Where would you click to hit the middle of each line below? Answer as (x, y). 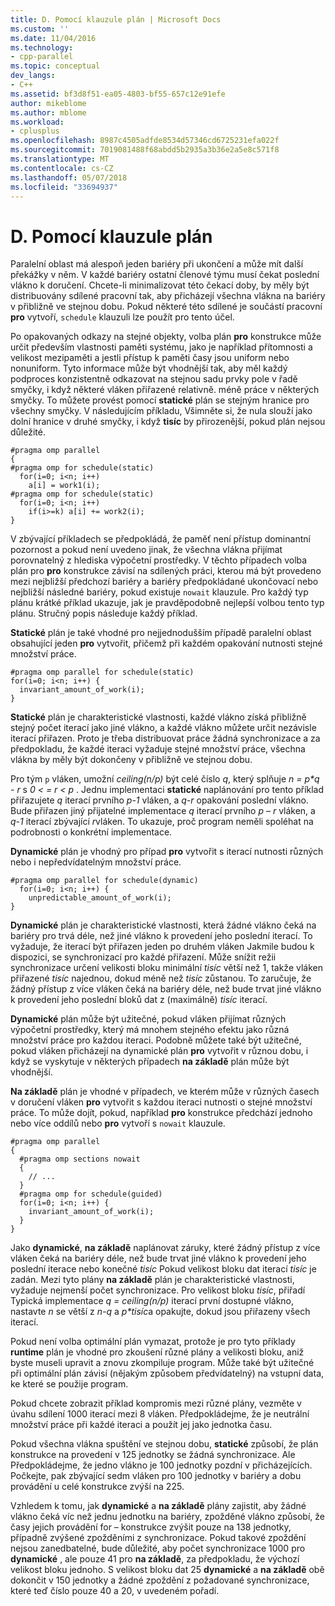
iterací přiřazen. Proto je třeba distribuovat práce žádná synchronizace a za (165, 738)
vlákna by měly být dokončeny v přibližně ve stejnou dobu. (131, 760)
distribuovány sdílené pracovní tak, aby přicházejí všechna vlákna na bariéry (168, 296)
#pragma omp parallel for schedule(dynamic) (104, 881)
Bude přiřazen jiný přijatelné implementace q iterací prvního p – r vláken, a (163, 811)
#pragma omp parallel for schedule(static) (102, 672)
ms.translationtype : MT (60, 159)
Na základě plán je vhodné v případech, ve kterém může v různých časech (165, 1092)
